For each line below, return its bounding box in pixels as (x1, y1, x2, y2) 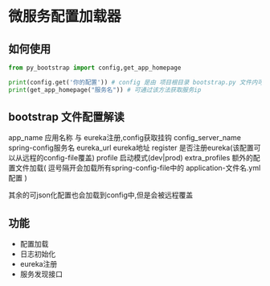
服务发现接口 (19, 269, 63, 279)
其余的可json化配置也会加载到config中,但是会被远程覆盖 (8, 190, 194, 200)
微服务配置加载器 (8, 7, 122, 26)
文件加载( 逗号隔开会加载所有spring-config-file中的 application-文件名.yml (14, 163, 261, 173)
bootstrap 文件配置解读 (8, 110, 125, 124)
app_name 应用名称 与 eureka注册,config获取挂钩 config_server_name (8, 133, 241, 143)
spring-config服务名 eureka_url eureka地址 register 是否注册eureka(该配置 (8, 143, 255, 153)
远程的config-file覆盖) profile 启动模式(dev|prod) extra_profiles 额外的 (22, 153, 254, 163)
